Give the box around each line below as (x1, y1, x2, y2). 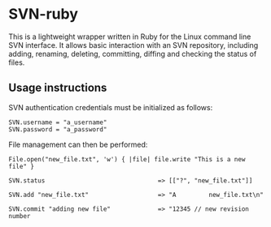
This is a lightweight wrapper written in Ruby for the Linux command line (8, 32, 251, 41)
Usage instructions (8, 81, 107, 95)
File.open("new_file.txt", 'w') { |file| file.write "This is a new (8, 155, 246, 163)
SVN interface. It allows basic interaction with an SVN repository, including (8, 40, 259, 49)
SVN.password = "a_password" (8, 125, 107, 134)
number (8, 212, 31, 220)
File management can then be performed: (8, 139, 148, 149)
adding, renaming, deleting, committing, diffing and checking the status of (8, 49, 257, 58)
